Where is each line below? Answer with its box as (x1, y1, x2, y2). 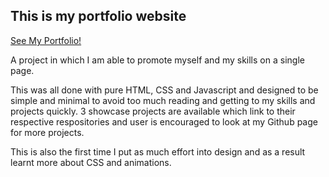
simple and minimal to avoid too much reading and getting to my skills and (10, 94, 316, 106)
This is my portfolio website (10, 8, 187, 25)
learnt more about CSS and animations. (10, 156, 172, 168)
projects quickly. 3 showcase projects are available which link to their (10, 105, 296, 117)
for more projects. (10, 126, 85, 138)
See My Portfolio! (10, 34, 82, 46)
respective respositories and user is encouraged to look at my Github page (10, 115, 318, 128)
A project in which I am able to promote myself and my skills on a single (10, 54, 305, 66)
